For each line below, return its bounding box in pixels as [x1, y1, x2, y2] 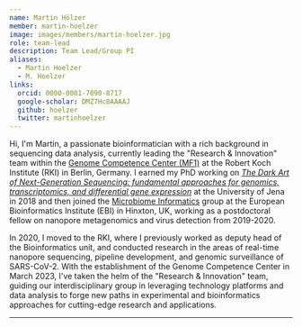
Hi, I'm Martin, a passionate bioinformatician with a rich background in [9, 139, 270, 150]
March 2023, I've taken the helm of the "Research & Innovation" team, [9, 271, 269, 282]
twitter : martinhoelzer [17, 114, 106, 123]
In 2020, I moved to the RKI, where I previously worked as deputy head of [9, 232, 282, 243]
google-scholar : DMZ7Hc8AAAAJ [17, 96, 130, 106]
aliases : [9, 55, 42, 64]
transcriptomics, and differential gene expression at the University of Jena [9, 186, 285, 197]
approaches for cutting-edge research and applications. [9, 299, 218, 311]
